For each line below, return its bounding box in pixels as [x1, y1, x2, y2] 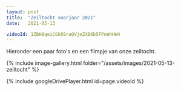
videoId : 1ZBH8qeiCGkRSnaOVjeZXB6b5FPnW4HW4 [6, 31, 120, 37]
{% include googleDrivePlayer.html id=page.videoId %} [6, 78, 144, 85]
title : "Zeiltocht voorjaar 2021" [6, 15, 96, 21]
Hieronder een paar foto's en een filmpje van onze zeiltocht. [6, 48, 156, 55]
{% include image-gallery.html [6, 59, 82, 67]
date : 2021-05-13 [6, 20, 56, 26]
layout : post [6, 8, 39, 15]
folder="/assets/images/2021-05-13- [82, 59, 176, 67]
